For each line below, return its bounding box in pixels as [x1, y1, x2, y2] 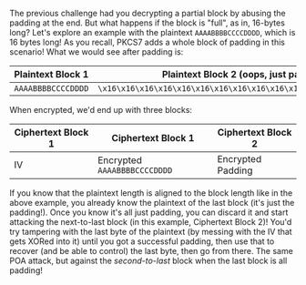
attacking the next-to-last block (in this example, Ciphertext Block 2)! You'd [9, 217, 292, 227]
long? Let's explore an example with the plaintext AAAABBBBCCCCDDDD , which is [9, 27, 296, 37]
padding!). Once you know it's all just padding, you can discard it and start [9, 207, 289, 218]
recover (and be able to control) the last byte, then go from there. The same [9, 246, 293, 256]
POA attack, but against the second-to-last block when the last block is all [9, 255, 288, 266]
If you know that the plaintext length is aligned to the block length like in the [9, 188, 293, 198]
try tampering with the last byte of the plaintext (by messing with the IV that [9, 227, 293, 237]
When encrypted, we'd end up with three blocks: [9, 105, 193, 115]
